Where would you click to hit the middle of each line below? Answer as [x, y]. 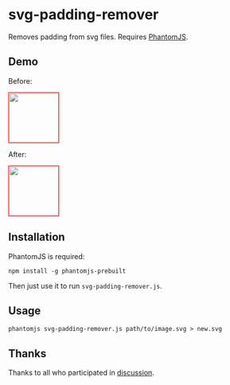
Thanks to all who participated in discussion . [82, 373]
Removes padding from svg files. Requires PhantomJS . [98, 37]
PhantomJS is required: [47, 256]
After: [18, 154]
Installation [37, 237]
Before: [20, 81]
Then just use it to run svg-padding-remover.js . [86, 285]
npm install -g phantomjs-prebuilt [67, 271]
